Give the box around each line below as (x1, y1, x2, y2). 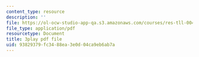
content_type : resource (6, 8, 65, 15)
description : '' (6, 14, 46, 20)
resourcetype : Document (6, 31, 65, 37)
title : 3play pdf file (6, 36, 62, 42)
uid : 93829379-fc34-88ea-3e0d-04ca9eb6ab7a (6, 42, 115, 48)
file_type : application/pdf (6, 25, 76, 31)
